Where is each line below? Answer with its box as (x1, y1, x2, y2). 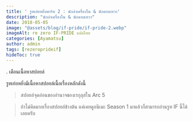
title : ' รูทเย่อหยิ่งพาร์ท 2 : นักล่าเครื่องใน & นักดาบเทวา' (6, 8, 120, 15)
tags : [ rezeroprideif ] (6, 47, 61, 53)
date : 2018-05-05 (6, 19, 49, 25)
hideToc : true (6, 52, 41, 58)
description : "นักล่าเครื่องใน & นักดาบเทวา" (6, 14, 95, 20)
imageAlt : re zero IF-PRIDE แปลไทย (6, 30, 91, 36)
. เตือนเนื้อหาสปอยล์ (6, 68, 45, 75)
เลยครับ (20, 109, 36, 117)
